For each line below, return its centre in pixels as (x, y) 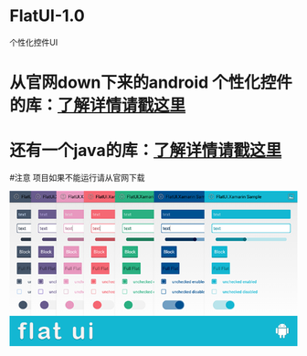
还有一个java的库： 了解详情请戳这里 (146, 151)
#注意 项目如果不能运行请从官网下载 (77, 178)
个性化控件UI (34, 42)
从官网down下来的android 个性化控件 (151, 83)
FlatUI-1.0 (47, 16)
